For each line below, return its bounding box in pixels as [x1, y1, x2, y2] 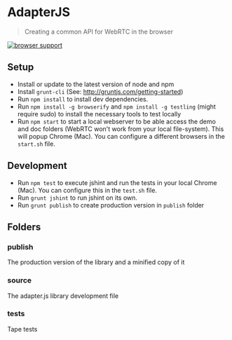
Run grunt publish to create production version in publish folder [17, 200, 205, 209]
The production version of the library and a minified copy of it [7, 258, 185, 266]
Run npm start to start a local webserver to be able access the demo [17, 117, 216, 125]
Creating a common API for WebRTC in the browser [24, 27, 174, 36]
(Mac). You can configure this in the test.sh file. [17, 186, 158, 194]
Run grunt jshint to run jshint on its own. [17, 193, 138, 202]
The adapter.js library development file [7, 292, 119, 300]
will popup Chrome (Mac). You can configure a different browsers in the [17, 132, 226, 140]
